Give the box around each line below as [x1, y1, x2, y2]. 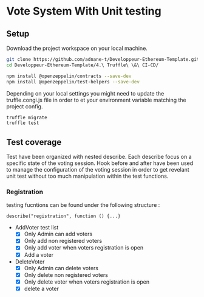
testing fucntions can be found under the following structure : [6, 201, 160, 209]
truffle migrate [6, 114, 47, 121]
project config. [6, 102, 43, 110]
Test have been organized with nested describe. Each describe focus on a [6, 153, 192, 161]
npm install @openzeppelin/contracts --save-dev [6, 73, 132, 79]
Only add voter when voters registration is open [24, 244, 144, 251]
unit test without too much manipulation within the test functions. [6, 172, 169, 180]
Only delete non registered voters [24, 271, 108, 278]
